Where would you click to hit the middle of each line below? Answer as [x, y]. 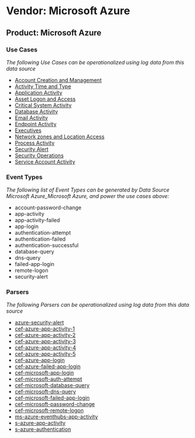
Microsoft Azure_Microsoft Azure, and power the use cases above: [88, 196]
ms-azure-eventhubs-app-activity [56, 417]
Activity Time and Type [43, 86]
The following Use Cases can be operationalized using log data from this [95, 62]
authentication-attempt [43, 233]
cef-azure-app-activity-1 [45, 329]
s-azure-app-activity [40, 423]
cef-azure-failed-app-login [48, 366]
